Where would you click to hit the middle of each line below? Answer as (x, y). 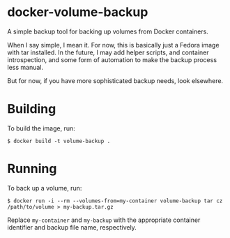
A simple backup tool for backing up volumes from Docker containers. (108, 31)
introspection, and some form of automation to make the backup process (112, 59)
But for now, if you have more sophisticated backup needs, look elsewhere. (115, 80)
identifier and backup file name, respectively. (72, 227)
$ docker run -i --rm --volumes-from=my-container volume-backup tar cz (115, 201)
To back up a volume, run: (45, 188)
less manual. (25, 67)
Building (32, 109)
